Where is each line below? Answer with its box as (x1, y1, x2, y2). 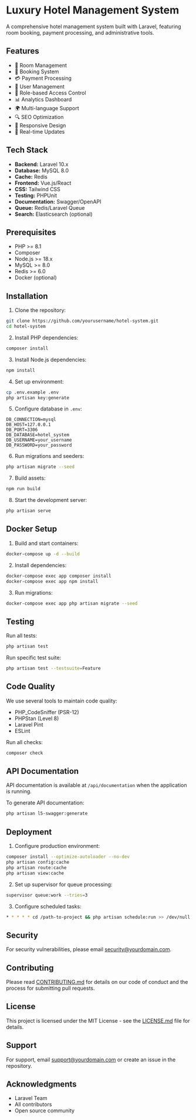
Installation (6, 291, 48, 301)
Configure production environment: (14, 843, 100, 850)
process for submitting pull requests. (6, 985, 95, 992)
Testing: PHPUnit (14, 192, 58, 199)
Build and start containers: (14, 539, 79, 547)
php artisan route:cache (6, 864, 67, 871)
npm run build (6, 486, 41, 492)
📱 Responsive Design (14, 121, 66, 129)
